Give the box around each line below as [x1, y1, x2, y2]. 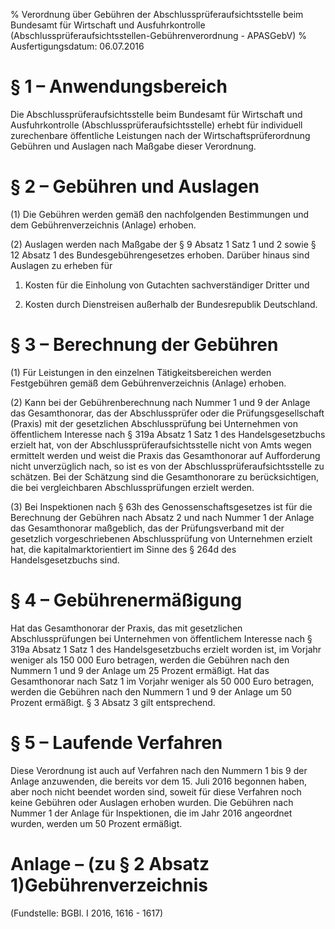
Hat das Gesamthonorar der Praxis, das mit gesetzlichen [10, 622, 243, 634]
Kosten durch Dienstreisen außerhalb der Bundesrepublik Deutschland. [24, 298, 318, 310]
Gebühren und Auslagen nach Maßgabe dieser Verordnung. [10, 140, 257, 152]
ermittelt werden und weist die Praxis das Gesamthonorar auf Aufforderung [10, 449, 321, 461]
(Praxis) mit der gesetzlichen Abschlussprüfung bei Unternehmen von [10, 417, 298, 429]
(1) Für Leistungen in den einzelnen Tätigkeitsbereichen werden [10, 366, 272, 378]
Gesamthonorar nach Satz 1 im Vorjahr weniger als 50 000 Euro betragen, [10, 675, 315, 687]
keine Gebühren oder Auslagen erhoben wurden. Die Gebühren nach [10, 796, 294, 808]
